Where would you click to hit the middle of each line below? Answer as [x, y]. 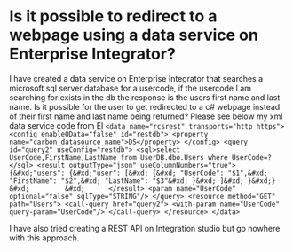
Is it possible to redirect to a [113, 16]
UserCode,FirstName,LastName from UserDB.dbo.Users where [119, 157]
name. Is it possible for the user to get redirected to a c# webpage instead [145, 106]
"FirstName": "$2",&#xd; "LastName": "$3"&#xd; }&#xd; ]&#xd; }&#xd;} [143, 181]
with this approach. [44, 238]
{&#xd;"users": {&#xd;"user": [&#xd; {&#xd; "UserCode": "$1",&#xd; [139, 173]
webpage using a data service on [134, 35]
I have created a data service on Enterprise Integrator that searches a [136, 78]
